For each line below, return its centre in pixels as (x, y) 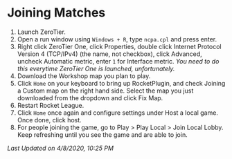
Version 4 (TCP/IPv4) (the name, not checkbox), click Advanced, (109, 54)
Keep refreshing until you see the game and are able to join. (102, 134)
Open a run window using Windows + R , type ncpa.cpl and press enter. (117, 39)
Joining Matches (56, 13)
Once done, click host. (49, 120)
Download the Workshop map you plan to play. (84, 76)
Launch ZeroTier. (41, 32)
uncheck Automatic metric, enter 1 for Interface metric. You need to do (118, 61)
